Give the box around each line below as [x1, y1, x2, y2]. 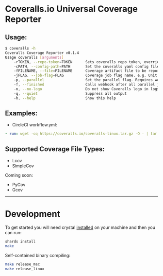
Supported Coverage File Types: [5, 145, 105, 153]
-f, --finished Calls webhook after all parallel [14, 82, 155, 87]
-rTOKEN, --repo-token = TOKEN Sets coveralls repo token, [14, 59, 142, 64]
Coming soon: [5, 172, 33, 178]
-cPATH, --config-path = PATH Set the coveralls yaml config [14, 64, 149, 69]
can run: [5, 229, 22, 235]
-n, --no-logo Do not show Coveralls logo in [14, 86, 149, 91]
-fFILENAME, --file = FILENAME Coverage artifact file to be [14, 69, 147, 73]
